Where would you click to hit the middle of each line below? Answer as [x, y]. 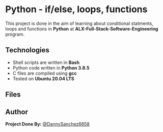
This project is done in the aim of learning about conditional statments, [79, 23]
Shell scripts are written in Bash [46, 62]
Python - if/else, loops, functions [76, 9]
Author [17, 112]
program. [15, 34]
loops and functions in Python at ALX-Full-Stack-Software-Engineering [82, 28]
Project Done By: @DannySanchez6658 [48, 124]
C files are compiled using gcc [45, 73]
